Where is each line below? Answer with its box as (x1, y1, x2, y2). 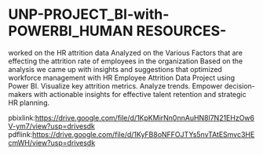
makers (8, 89, 33, 99)
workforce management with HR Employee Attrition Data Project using (8, 73, 236, 82)
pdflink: (8, 129, 33, 139)
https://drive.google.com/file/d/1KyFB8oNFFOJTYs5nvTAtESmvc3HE (32, 129, 255, 139)
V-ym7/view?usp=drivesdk (8, 121, 96, 131)
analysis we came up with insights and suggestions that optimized (8, 64, 222, 74)
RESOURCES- (136, 22, 227, 40)
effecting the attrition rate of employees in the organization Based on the (8, 56, 243, 66)
